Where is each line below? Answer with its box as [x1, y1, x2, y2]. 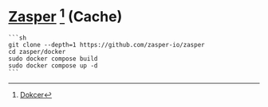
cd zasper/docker [8, 48, 66, 56]
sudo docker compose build [8, 55, 98, 63]
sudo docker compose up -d [8, 62, 98, 70]
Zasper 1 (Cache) [8, 5, 123, 26]
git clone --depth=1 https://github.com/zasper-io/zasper [8, 41, 205, 49]
